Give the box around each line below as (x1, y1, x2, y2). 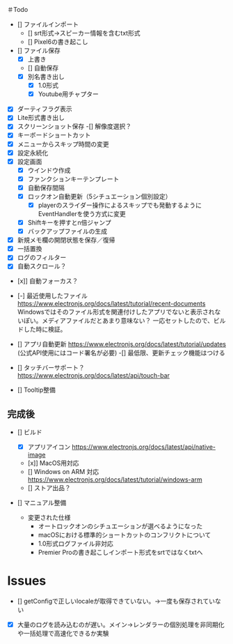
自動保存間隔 (27, 183, 65, 192)
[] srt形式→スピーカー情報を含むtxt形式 (27, 29, 140, 37)
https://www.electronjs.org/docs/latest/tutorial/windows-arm (27, 475, 203, 484)
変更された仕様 (27, 514, 71, 522)
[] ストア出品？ (27, 484, 71, 492)
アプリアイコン (27, 443, 71, 451)
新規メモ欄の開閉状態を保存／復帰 (17, 236, 115, 245)
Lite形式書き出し (17, 114, 65, 122)
